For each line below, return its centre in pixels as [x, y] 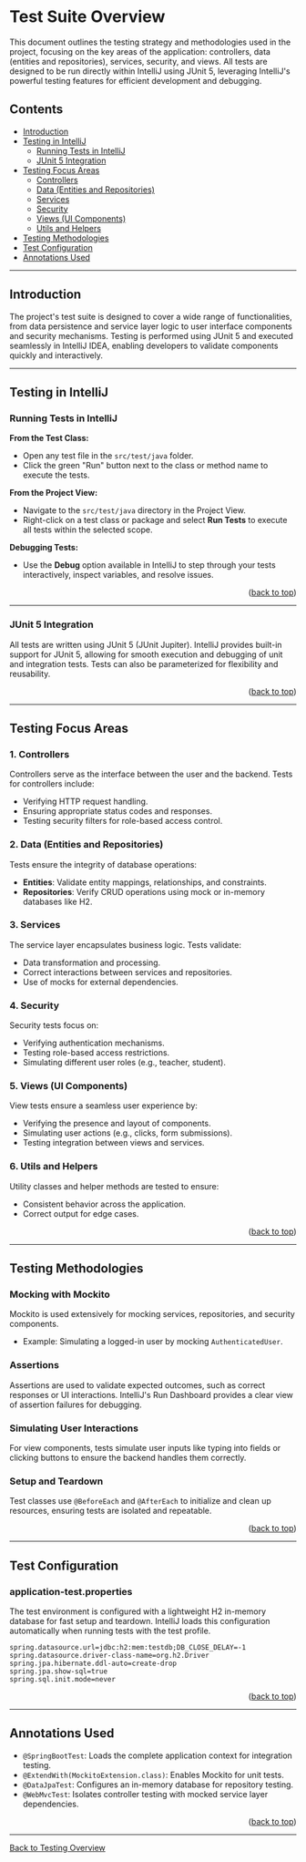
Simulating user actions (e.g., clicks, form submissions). [127, 1133]
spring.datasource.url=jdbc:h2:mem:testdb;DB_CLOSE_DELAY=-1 [128, 1647]
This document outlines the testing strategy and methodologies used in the [150, 42]
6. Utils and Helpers [54, 1167]
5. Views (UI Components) [69, 1086]
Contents [36, 110]
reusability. [30, 674]
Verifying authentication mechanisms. [94, 1043]
